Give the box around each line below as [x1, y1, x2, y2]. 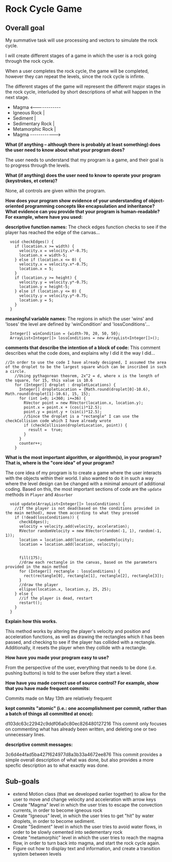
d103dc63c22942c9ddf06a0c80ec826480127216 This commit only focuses [5, 721, 167, 726]
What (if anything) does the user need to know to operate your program [5, 173, 161, 178]
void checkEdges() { [10, 239, 54, 244]
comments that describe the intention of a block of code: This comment [5, 344, 161, 351]
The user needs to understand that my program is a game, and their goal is [5, 157, 164, 163]
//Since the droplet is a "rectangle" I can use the [24, 414, 139, 419]
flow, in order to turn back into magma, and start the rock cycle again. [12, 840, 161, 846]
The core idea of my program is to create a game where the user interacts [5, 470, 162, 475]
